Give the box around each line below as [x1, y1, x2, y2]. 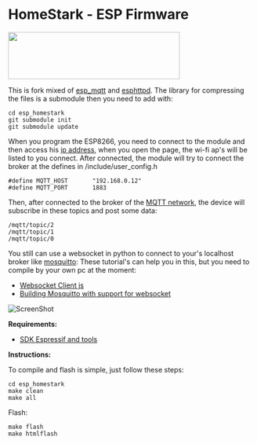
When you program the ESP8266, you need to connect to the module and [8, 136, 245, 146]
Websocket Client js [19, 281, 85, 290]
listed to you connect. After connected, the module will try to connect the [8, 153, 244, 163]
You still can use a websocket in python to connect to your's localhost [8, 248, 234, 258]
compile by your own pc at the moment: [8, 265, 137, 274]
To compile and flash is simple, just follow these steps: [8, 365, 184, 374]
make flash [8, 423, 44, 431]
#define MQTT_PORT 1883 [8, 183, 107, 192]
